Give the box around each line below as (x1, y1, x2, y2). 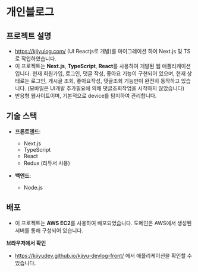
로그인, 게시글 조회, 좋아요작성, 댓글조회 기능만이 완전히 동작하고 (30, 78, 180, 84)
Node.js (23, 184, 43, 191)
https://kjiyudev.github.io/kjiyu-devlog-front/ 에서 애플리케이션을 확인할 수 (14, 252, 192, 259)
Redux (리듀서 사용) (23, 159, 70, 167)
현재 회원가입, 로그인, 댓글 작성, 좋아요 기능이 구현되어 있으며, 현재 (32, 70, 186, 77)
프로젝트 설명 (6, 31, 52, 41)
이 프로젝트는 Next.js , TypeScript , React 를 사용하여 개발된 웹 (14, 63, 161, 69)
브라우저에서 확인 (6, 239, 46, 247)
